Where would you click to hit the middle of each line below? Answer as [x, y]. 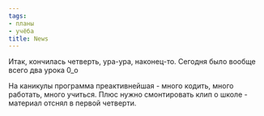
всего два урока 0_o [43, 71]
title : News [28, 39]
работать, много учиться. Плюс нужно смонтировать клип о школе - [128, 95]
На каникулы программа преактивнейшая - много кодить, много [121, 86]
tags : [17, 16]
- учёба [21, 31]
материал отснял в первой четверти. [72, 103]
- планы [21, 24]
